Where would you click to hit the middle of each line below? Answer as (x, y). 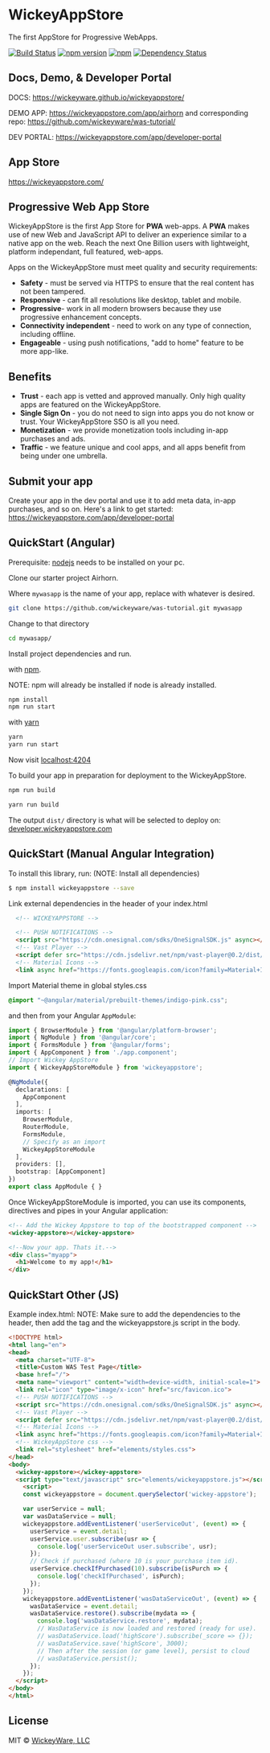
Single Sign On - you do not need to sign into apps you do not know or (137, 413)
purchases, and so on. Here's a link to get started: (91, 509)
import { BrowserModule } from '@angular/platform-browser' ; (113, 1030)
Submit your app (51, 481)
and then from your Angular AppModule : (72, 1016)
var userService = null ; (64, 1509)
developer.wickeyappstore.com (60, 828)
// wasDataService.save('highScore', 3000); (113, 1643)
